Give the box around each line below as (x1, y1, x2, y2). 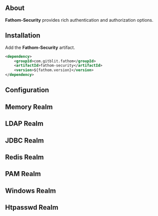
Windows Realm (5, 186, 56, 195)
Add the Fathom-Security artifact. (5, 44, 76, 50)
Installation (5, 32, 40, 40)
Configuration (5, 86, 49, 94)
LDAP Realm (5, 119, 43, 128)
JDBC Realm (5, 136, 44, 144)
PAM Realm (5, 170, 41, 178)
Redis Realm (5, 153, 44, 161)
